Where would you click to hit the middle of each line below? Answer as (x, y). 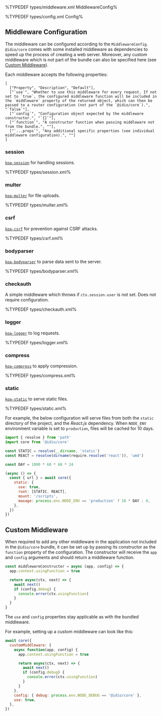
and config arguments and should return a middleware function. (70, 557)
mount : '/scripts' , (38, 496)
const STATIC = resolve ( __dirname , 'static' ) (52, 451)
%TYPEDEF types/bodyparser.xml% (42, 271)
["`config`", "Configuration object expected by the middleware (77, 114)
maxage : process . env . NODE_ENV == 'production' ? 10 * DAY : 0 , (84, 501)
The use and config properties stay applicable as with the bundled (72, 617)
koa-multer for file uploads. (33, 195)
